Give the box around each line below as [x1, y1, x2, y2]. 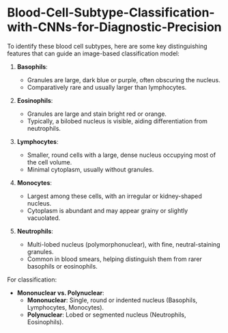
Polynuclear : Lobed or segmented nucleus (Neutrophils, [27, 310, 186, 319]
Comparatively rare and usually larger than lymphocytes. [27, 83, 187, 91]
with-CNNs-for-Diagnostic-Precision [7, 19, 222, 35]
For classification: [7, 275, 57, 284]
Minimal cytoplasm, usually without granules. [27, 165, 154, 173]
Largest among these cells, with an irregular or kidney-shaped [27, 192, 203, 200]
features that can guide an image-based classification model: [7, 49, 180, 58]
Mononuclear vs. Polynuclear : [16, 288, 104, 297]
